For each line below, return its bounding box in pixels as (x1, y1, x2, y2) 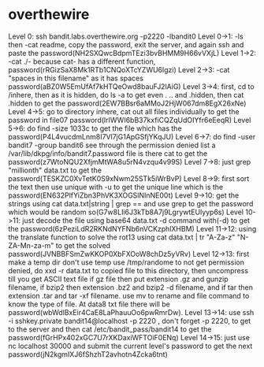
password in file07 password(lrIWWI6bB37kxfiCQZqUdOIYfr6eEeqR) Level (8, 115, 251, 124)
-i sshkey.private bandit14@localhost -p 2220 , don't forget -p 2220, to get (8, 316, 251, 325)
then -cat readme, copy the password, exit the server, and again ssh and (8, 39, 244, 49)
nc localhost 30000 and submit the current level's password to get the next (8, 341, 253, 350)
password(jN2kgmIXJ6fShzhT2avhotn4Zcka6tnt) (8, 349, 168, 359)
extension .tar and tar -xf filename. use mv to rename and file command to (8, 291, 250, 300)
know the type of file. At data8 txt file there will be (8, 299, 171, 309)
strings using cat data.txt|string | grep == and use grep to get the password (8, 198, 254, 208)
